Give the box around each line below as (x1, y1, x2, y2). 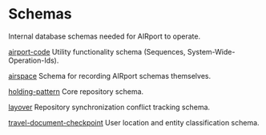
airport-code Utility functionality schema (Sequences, (8, 47, 186, 56)
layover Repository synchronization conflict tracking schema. (8, 102, 211, 112)
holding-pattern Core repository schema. (8, 86, 144, 96)
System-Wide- (187, 47, 236, 56)
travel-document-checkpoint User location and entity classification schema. (8, 117, 260, 127)
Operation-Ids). (8, 55, 59, 65)
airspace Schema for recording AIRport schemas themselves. (8, 71, 211, 80)
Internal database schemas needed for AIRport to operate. (8, 31, 201, 41)
